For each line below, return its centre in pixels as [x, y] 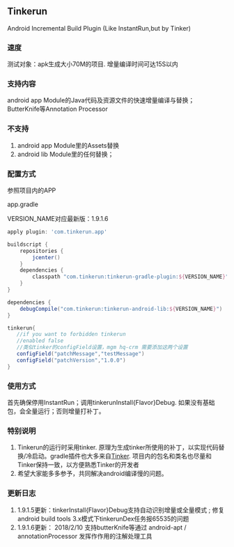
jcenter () [46, 257]
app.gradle [23, 204]
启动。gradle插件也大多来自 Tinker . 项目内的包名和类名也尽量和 [122, 456]
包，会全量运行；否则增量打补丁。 [56, 411]
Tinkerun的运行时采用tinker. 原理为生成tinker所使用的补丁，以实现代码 [118, 447]
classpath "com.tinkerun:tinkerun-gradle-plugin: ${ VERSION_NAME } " [131, 277]
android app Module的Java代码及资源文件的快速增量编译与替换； [101, 100]
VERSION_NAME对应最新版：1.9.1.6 [58, 218]
